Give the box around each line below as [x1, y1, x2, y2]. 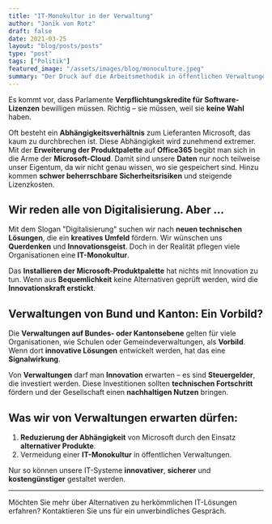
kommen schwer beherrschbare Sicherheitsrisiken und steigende [8, 171, 232, 180]
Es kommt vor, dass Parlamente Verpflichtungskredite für [8, 94, 203, 104]
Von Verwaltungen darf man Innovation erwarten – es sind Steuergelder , [8, 370, 256, 380]
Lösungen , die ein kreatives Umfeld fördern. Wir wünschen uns [8, 233, 223, 243]
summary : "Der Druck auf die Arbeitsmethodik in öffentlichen [8, 72, 223, 80]
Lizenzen [8, 103, 40, 113]
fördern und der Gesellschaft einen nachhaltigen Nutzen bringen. [8, 388, 229, 397]
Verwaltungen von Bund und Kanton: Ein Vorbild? [8, 306, 264, 321]
